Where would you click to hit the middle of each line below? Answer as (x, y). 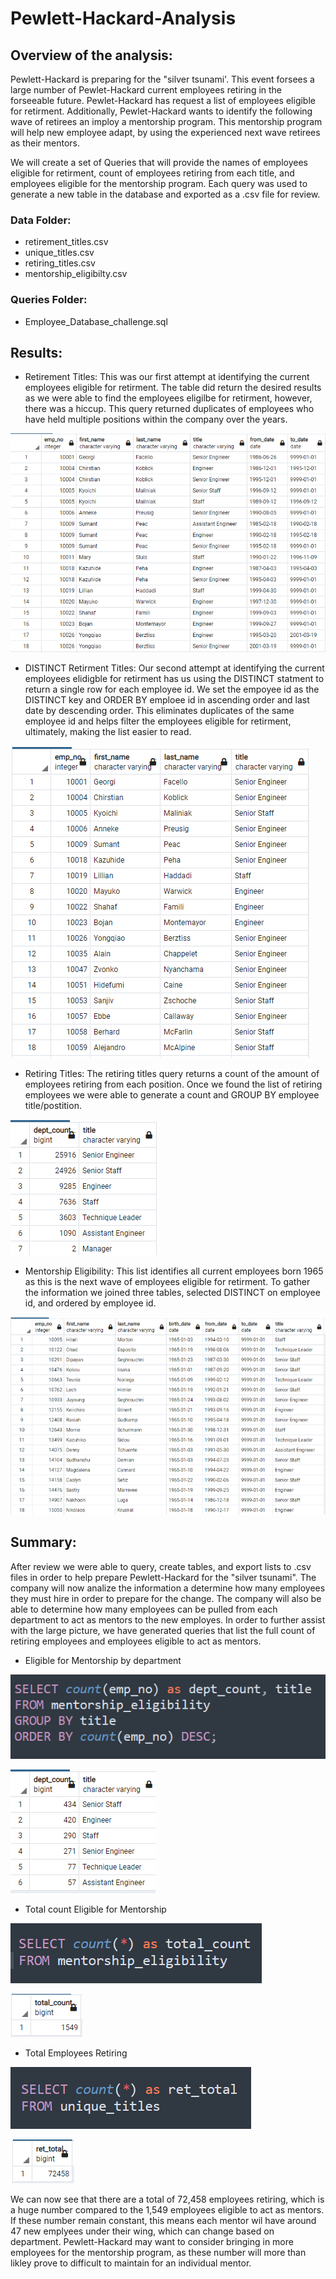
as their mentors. (45, 143)
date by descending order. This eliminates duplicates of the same (159, 711)
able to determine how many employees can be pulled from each (144, 1609)
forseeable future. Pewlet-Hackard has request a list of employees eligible (163, 100)
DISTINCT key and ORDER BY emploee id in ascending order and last (167, 700)
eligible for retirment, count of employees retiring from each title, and (152, 173)
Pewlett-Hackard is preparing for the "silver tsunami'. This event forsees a (162, 79)
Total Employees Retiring (76, 2053)
